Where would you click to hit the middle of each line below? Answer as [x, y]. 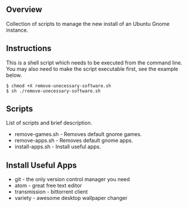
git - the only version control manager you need [72, 179]
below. [14, 75]
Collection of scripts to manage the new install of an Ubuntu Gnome [88, 23]
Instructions [29, 48]
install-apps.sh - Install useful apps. [58, 147]
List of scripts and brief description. [49, 123]
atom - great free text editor [48, 186]
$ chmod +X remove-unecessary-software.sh [59, 86]
